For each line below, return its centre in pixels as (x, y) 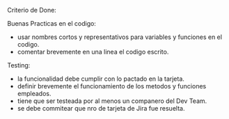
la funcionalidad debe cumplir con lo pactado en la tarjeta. (101, 79)
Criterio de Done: (32, 10)
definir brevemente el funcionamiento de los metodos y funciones (112, 86)
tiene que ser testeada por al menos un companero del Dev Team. (112, 101)
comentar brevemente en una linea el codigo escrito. (93, 52)
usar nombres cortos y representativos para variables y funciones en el (120, 37)
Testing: (19, 65)
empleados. (34, 94)
